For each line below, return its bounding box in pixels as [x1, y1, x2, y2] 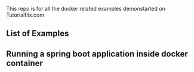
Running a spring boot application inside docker [6, 49, 188, 59]
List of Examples [6, 29, 69, 39]
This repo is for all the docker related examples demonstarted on [6, 5, 165, 12]
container [6, 58, 44, 68]
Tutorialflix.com [6, 11, 45, 18]
